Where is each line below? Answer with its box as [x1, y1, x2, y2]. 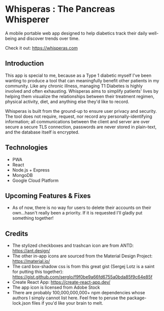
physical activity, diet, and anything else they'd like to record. [5, 99, 130, 104]
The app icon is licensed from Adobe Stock [12, 284, 100, 290]
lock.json [12, 300, 31, 306]
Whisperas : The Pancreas [5, 3, 115, 15]
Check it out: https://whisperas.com [5, 45, 78, 51]
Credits [5, 229, 29, 238]
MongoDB [12, 172, 33, 178]
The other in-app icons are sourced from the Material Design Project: [12, 253, 153, 259]
